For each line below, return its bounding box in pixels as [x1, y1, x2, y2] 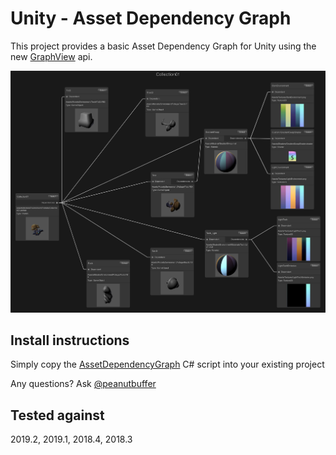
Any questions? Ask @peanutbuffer [10, 378, 157, 390]
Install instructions [10, 332, 130, 349]
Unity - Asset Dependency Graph [10, 7, 292, 30]
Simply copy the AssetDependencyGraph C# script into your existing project [10, 358, 325, 371]
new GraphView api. [10, 50, 93, 62]
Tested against [10, 407, 105, 424]
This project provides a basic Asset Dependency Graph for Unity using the [10, 40, 317, 52]
